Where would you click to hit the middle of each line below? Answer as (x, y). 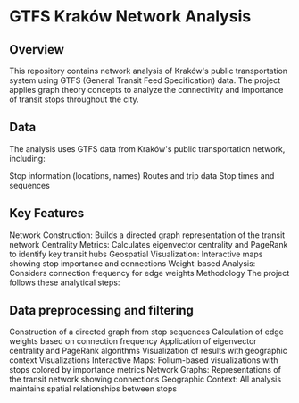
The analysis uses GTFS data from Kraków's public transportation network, (147, 148)
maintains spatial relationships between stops (93, 389)
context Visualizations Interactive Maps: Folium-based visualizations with (144, 360)
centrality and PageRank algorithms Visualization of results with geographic (148, 351)
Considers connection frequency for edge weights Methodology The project (149, 273)
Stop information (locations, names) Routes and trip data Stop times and (142, 175)
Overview (37, 50)
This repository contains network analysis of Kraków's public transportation (149, 71)
